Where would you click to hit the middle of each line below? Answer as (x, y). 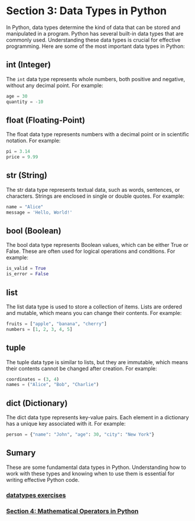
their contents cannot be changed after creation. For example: (82, 368)
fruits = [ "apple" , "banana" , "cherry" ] (57, 324)
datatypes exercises (36, 495)
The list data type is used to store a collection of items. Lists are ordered (94, 307)
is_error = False (27, 274)
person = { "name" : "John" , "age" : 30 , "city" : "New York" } (80, 435)
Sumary (21, 453)
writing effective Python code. (43, 480)
